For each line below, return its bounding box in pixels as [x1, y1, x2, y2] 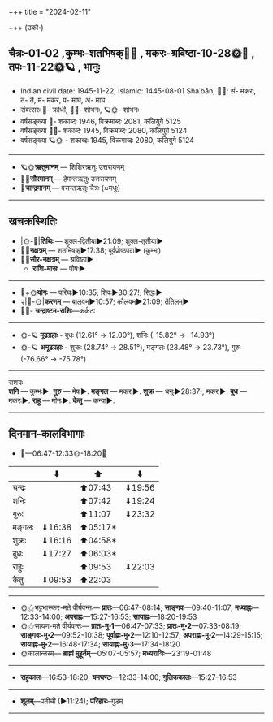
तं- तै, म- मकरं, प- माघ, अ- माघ [19, 95, 106, 105]
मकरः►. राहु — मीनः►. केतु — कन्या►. [8, 396, 115, 405]
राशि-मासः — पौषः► [32, 263, 86, 273]
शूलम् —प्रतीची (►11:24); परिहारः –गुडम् [19, 696, 123, 706]
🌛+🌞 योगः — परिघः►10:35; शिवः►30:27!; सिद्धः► [19, 288, 162, 297]
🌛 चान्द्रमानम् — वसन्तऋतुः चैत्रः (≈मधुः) [19, 183, 121, 192]
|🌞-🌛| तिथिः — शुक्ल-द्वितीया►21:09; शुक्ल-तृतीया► [19, 236, 164, 246]
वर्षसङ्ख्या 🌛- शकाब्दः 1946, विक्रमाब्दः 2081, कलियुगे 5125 [19, 116, 181, 126]
